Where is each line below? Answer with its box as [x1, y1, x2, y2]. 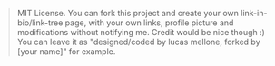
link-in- [241, 8, 268, 18]
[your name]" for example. [16, 46, 116, 57]
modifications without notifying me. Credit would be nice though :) [16, 27, 265, 37]
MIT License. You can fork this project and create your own [16, 8, 240, 18]
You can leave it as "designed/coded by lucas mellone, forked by [16, 36, 260, 47]
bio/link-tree [16, 17, 64, 28]
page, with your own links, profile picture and [64, 17, 234, 28]
